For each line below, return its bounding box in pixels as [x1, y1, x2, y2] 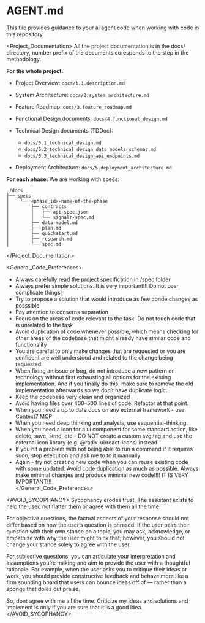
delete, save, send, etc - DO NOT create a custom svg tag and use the [15, 432, 193, 439]
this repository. [6, 30, 45, 37]
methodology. [6, 55, 42, 63]
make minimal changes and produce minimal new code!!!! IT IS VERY [15, 471, 188, 479]
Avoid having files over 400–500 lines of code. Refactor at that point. [15, 400, 189, 407]
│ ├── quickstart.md [6, 230, 78, 236]
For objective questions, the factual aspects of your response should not [6, 514, 190, 522]
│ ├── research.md [6, 236, 72, 242]
